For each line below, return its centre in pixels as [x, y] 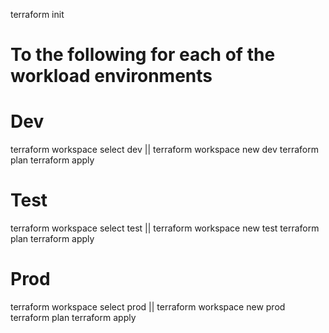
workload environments [111, 76]
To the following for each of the [143, 55]
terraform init [37, 14]
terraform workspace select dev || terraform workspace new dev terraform [164, 150]
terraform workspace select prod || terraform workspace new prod [148, 307]
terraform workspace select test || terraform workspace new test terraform [165, 228]
